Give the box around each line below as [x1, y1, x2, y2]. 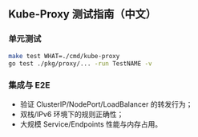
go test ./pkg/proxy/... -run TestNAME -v [8, 59, 152, 68]
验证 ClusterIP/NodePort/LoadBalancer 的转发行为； [19, 99, 193, 109]
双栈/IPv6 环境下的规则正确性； [19, 109, 124, 119]
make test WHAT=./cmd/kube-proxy [8, 52, 120, 60]
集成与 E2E [8, 80, 51, 91]
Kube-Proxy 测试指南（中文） [8, 7, 156, 22]
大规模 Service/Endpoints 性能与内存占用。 [19, 119, 163, 129]
